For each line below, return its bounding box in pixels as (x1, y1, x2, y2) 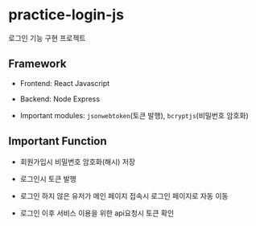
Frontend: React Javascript (19, 78, 110, 88)
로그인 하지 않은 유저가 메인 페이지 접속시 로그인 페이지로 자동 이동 (19, 191, 229, 200)
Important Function (8, 134, 107, 148)
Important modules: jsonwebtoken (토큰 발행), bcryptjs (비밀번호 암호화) (19, 110, 250, 120)
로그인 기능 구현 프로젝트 (8, 33, 86, 43)
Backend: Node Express (19, 94, 101, 104)
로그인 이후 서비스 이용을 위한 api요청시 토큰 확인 (19, 208, 175, 218)
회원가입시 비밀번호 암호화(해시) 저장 (19, 157, 135, 166)
